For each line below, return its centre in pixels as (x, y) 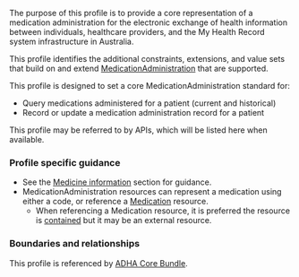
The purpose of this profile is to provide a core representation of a (131, 13)
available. (27, 139)
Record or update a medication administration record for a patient (143, 113)
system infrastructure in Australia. (72, 41)
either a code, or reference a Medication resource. (115, 202)
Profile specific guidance (65, 162)
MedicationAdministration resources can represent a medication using (152, 192)
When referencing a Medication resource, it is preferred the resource (163, 211)
